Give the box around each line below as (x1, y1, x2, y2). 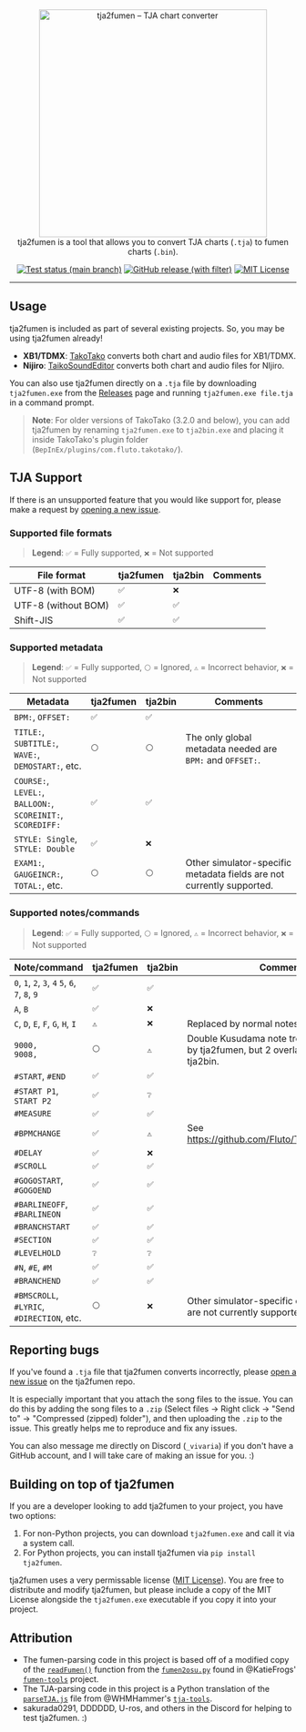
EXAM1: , (14, 857, 46, 870)
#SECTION (14, 1235, 52, 1246)
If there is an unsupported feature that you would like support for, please (9, 494, 282, 505)
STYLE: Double (14, 844, 76, 854)
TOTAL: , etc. (14, 880, 64, 892)
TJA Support (9, 470, 83, 485)
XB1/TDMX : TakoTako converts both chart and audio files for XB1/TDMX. (22, 350, 296, 361)
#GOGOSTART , (14, 1174, 64, 1187)
